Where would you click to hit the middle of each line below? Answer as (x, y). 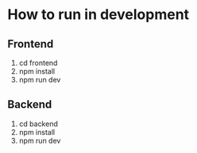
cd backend (39, 124)
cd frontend (38, 63)
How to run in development (98, 15)
